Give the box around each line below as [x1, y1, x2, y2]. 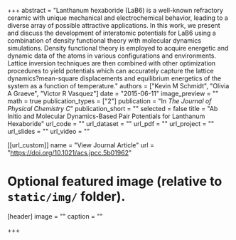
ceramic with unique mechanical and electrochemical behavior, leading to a [7, 14, 229, 22]
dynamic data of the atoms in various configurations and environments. [7, 51, 217, 60]
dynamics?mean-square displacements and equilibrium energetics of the [7, 74, 222, 83]
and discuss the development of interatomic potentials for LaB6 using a [7, 28, 217, 37]
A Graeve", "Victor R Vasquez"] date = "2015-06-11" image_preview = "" [7, 89, 219, 98]
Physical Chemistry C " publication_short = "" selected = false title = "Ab [7, 105, 218, 113]
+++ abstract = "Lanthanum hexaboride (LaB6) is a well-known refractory [7, 6, 224, 14]
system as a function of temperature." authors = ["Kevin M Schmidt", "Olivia [7, 82, 230, 90]
